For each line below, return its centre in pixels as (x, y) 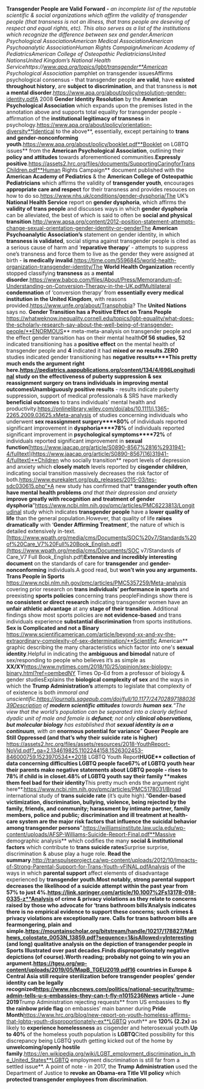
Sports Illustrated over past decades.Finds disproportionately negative (98, 950)
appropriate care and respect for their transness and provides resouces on (101, 189)
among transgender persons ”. (45, 828)
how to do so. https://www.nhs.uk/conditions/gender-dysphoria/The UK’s (97, 196)
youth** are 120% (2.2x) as (162, 1021)
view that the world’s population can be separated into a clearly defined (97, 712)
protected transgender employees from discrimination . (77, 1079)
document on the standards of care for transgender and (77, 563)
